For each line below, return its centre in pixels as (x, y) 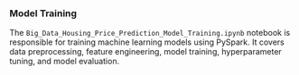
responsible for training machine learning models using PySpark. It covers (147, 42)
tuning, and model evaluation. (65, 62)
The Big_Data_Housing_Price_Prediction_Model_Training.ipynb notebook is (150, 33)
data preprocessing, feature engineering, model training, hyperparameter (145, 52)
